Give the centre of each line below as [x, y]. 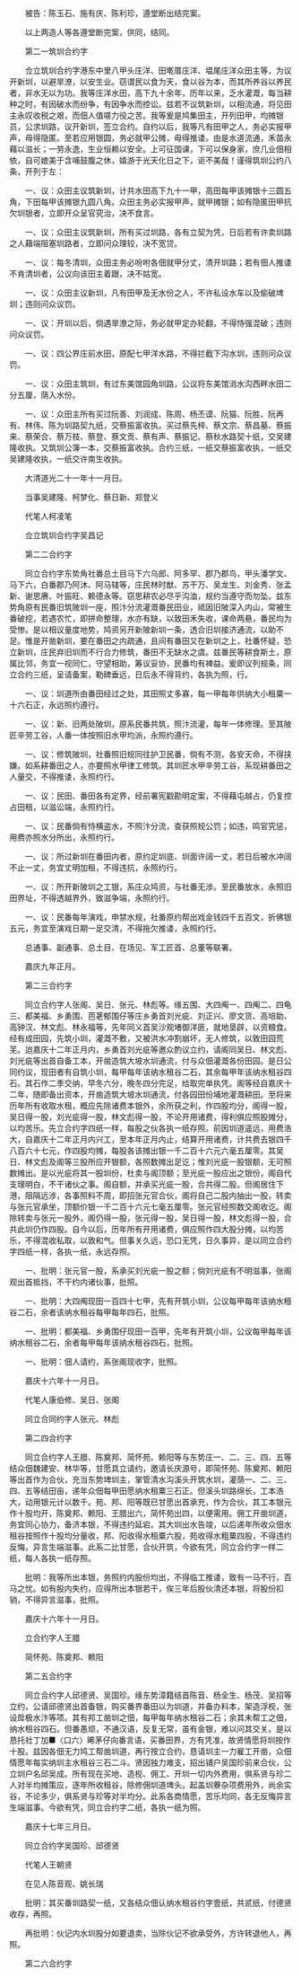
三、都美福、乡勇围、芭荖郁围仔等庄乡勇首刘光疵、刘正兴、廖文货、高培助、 [150, 1016]
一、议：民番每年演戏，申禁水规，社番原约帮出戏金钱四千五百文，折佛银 [158, 917]
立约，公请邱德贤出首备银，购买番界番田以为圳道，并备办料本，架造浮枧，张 [150, 1706]
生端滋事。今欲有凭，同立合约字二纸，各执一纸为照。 [107, 1807]
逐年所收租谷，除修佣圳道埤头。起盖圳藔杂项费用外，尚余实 [181, 1785]
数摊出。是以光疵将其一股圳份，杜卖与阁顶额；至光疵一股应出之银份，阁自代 [150, 1173]
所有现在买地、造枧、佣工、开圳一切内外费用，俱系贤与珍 [177, 1774]
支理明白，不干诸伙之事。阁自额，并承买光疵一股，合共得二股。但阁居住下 [146, 1184]
